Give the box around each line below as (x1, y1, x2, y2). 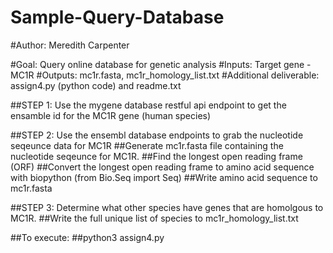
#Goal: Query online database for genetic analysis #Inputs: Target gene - (10, 58, 312, 70)
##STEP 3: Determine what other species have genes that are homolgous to (10, 201, 324, 213)
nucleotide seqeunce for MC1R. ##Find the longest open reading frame (10, 150, 303, 162)
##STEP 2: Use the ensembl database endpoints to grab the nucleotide (10, 129, 304, 141)
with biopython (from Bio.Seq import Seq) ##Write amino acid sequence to (10, 171, 318, 183)
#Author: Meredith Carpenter (10, 39, 130, 51)
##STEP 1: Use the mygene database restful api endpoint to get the (10, 99, 287, 111)
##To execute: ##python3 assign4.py (10, 231, 165, 243)
